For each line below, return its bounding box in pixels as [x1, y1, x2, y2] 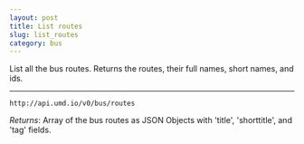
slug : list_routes [9, 30, 79, 39]
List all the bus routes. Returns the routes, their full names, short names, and [9, 63, 294, 74]
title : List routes [9, 22, 83, 31]
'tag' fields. [9, 124, 52, 136]
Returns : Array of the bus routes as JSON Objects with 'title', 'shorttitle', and [9, 115, 292, 126]
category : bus [9, 38, 63, 48]
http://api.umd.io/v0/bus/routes [9, 99, 136, 109]
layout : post [9, 13, 59, 23]
